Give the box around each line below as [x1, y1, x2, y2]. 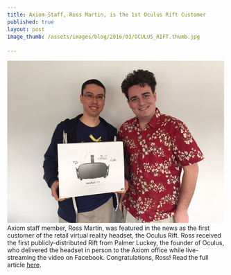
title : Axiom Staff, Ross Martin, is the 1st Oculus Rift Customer [7, 11, 207, 18]
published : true [7, 18, 54, 26]
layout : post [7, 26, 45, 33]
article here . [7, 260, 42, 269]
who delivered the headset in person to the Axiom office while [7, 246, 185, 254]
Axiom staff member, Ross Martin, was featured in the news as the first [7, 224, 210, 232]
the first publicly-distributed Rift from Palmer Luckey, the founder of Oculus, [7, 239, 224, 247]
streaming [7, 254, 36, 262]
